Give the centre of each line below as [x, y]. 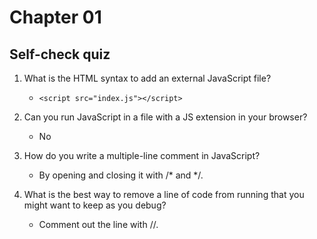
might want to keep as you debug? [95, 205]
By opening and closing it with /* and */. [121, 175]
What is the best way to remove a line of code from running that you [164, 194]
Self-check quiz [60, 54]
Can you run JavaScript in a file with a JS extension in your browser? [165, 117]
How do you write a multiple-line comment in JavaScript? [142, 155]
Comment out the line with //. [98, 224]
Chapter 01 [55, 17]
